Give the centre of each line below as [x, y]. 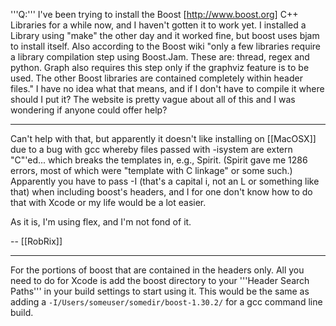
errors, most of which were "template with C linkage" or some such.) [151, 170]
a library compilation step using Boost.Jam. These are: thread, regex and [160, 57]
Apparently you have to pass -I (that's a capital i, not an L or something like [165, 181]
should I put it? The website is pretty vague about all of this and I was [153, 99]
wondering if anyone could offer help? [89, 110]
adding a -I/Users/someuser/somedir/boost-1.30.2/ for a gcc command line [166, 302]
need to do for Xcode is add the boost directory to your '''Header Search [160, 280]
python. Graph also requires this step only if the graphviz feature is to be [160, 67]
